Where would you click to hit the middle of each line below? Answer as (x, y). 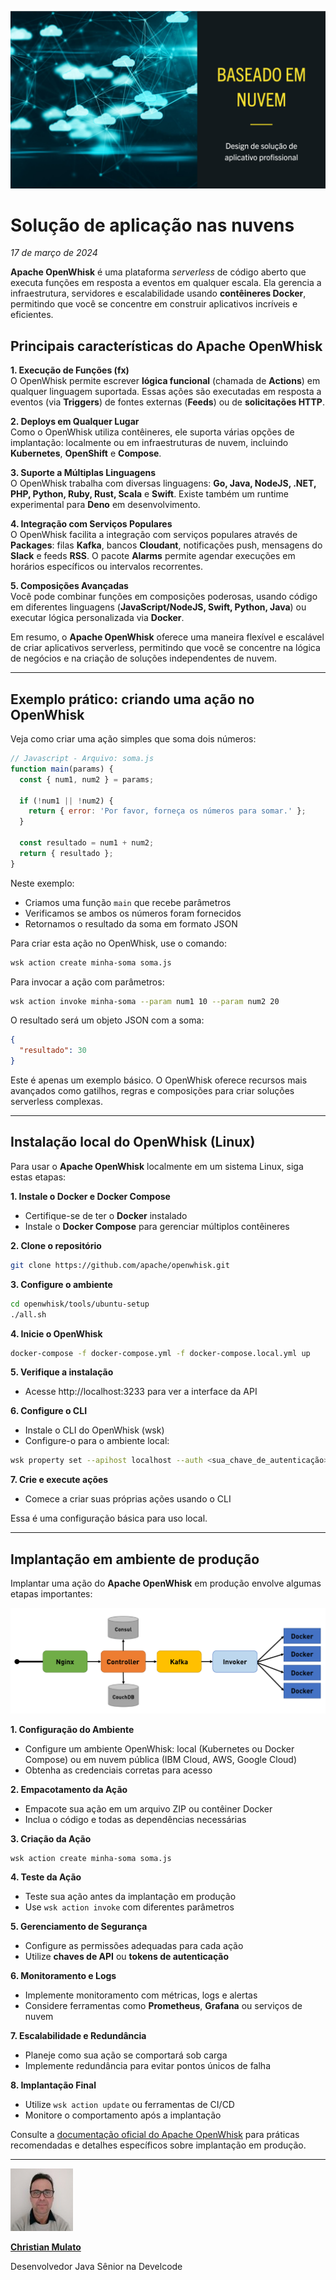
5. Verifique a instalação (62, 1372)
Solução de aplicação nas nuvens (152, 225)
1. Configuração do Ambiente (72, 1729)
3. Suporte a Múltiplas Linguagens (83, 473)
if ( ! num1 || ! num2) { (66, 801)
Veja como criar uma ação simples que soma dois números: (133, 739)
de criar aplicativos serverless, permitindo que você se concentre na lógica (165, 648)
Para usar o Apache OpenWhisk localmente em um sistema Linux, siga (157, 1166)
